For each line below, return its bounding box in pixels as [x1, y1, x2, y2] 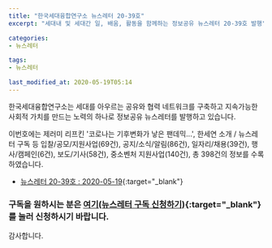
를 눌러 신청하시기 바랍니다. [8, 211, 110, 222]
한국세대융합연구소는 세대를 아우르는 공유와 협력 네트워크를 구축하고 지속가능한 [8, 101, 258, 111]
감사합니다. [8, 231, 44, 241]
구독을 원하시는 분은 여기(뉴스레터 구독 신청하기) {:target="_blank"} [8, 199, 261, 210]
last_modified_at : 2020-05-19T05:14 [8, 79, 132, 87]
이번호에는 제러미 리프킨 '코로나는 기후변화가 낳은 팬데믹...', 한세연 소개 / [8, 129, 237, 139]
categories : [8, 34, 49, 42]
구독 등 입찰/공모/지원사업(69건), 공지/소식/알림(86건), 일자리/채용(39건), [16, 139, 250, 148]
